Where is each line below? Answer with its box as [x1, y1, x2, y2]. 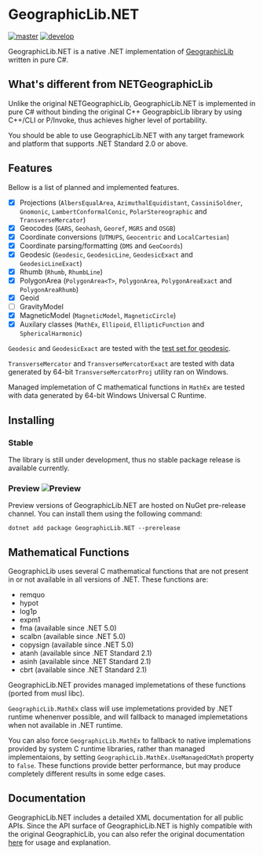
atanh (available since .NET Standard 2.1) [19, 649, 152, 658]
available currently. [8, 463, 70, 473]
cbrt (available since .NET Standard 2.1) [19, 665, 148, 674]
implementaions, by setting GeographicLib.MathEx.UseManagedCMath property [8, 752, 254, 762]
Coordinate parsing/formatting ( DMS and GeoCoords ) [19, 241, 183, 250]
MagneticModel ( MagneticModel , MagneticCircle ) [19, 311, 177, 320]
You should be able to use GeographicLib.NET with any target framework [8, 130, 245, 140]
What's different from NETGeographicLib [8, 78, 214, 91]
